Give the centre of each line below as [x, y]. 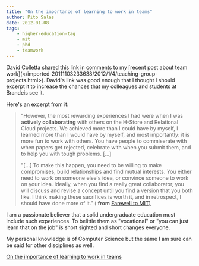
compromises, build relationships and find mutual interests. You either [106, 171]
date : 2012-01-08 [28, 23]
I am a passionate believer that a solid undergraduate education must [91, 214]
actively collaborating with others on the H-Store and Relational [99, 122]
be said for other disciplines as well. [50, 245]
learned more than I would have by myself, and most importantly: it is [105, 134]
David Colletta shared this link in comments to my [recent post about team [97, 67]
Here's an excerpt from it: [37, 104]
